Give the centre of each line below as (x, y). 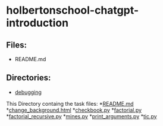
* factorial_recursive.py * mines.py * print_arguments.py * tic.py (81, 116)
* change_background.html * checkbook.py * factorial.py (74, 110)
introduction (37, 23)
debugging (28, 92)
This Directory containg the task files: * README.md (70, 103)
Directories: (29, 78)
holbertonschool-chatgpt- (73, 10)
